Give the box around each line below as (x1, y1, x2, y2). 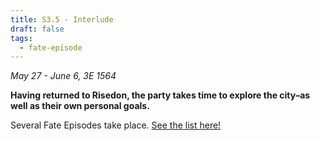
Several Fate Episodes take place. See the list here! (10, 119, 222, 131)
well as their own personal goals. (10, 100, 150, 112)
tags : (10, 33, 33, 43)
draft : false (10, 24, 65, 34)
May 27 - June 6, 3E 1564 (10, 70, 117, 82)
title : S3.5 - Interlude (10, 14, 114, 25)
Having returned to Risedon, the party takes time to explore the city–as (10, 89, 311, 101)
